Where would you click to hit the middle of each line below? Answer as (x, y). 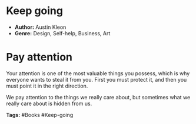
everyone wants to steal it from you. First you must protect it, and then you (97, 79)
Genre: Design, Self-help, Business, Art (62, 33)
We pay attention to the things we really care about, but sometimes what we (98, 97)
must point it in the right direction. (47, 86)
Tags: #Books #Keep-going (40, 115)
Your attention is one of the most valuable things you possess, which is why (98, 73)
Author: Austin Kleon (40, 27)
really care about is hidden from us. (49, 103)
